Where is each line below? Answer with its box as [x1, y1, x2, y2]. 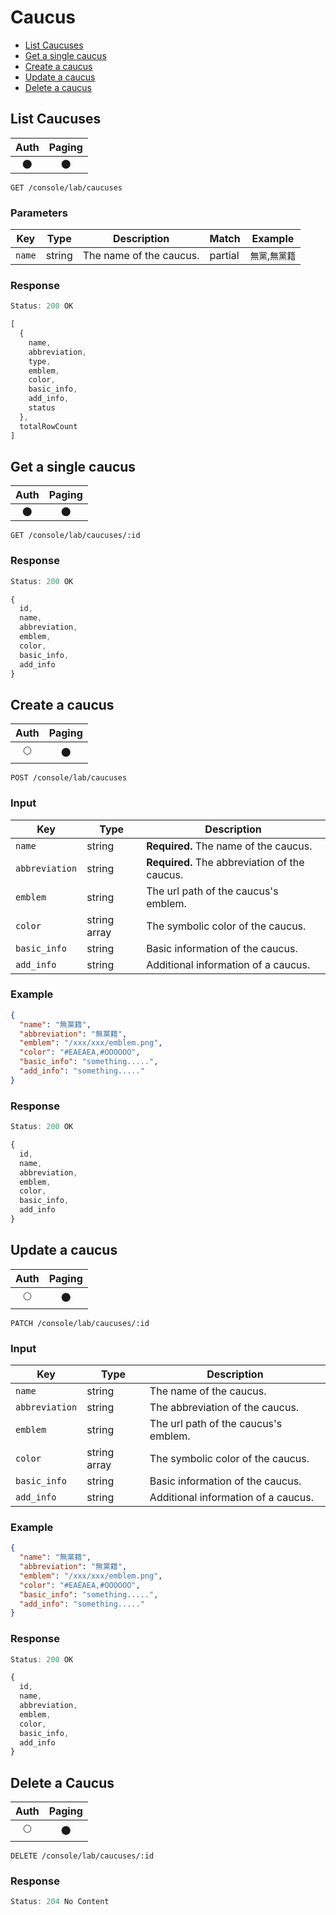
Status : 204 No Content [10, 1897, 110, 1907]
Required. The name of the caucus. [146, 839, 313, 853]
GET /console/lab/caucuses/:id [10, 531, 141, 541]
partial [209, 249, 240, 263]
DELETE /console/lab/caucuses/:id [10, 1851, 155, 1861]
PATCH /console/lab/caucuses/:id [10, 1318, 150, 1328]
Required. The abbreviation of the [146, 855, 305, 869]
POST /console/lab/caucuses [10, 773, 128, 783]
